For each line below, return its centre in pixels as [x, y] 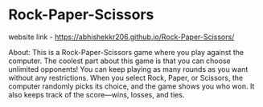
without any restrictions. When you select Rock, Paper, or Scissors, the [126, 77]
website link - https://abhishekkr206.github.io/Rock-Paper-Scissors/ [121, 37]
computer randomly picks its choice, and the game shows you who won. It [131, 86]
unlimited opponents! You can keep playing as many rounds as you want [128, 69]
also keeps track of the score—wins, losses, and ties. [97, 94]
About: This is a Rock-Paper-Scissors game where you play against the [126, 52]
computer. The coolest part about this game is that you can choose [119, 61]
